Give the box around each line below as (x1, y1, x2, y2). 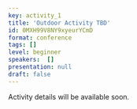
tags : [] (8, 41, 37, 49)
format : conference (8, 33, 72, 42)
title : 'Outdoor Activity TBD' (8, 19, 111, 27)
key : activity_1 (8, 11, 61, 20)
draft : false (8, 70, 51, 78)
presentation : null (8, 63, 72, 71)
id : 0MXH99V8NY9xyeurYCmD (8, 26, 93, 34)
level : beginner (8, 48, 61, 56)
